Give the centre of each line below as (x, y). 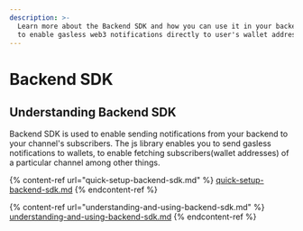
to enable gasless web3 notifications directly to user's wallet (143, 34)
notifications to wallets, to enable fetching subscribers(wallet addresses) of (149, 153)
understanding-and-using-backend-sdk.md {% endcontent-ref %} (133, 217)
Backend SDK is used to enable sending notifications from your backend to (149, 134)
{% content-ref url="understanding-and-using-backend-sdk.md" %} (137, 208)
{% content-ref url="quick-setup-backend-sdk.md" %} (112, 180)
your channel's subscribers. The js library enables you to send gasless (141, 143)
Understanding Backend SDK (93, 112)
